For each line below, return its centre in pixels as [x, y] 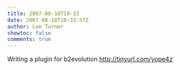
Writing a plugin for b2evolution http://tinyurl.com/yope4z [90, 59]
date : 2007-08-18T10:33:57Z [48, 20]
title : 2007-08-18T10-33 [43, 14]
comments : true [29, 40]
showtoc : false [29, 33]
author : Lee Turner [36, 26]
